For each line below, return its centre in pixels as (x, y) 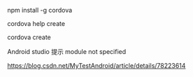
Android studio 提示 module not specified (67, 51)
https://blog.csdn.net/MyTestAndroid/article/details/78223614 (96, 65)
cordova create (29, 37)
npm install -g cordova (40, 10)
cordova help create (36, 23)
